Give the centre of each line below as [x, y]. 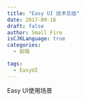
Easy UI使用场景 [30, 90]
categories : [24, 45]
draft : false [26, 26]
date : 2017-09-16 [32, 20]
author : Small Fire [35, 32]
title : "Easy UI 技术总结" [43, 13]
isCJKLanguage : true [37, 39]
